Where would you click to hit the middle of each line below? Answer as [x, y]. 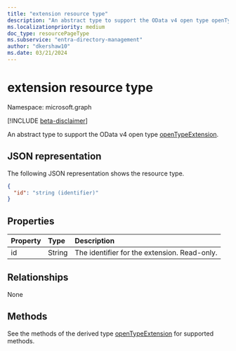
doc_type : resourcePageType [48, 33]
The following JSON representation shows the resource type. [96, 173]
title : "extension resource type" [58, 14]
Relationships [38, 278]
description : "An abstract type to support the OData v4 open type [108, 20]
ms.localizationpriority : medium [56, 27]
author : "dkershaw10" [39, 46]
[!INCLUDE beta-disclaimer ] [47, 121]
